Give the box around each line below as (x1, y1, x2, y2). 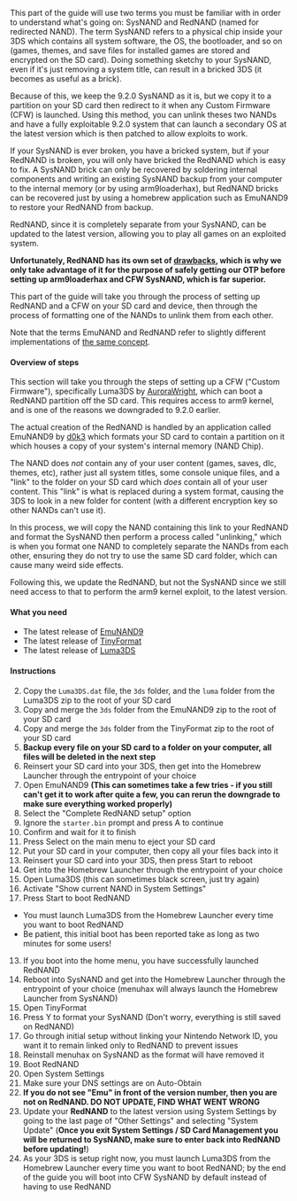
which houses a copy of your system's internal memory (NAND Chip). (10, 441, 264, 451)
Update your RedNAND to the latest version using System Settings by (22, 1105, 278, 1116)
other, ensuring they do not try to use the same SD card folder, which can (10, 550, 278, 561)
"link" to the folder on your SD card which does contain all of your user (10, 477, 268, 487)
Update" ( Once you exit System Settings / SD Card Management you (22, 1125, 279, 1135)
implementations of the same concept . (10, 337, 151, 347)
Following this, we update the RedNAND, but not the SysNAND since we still (10, 577, 286, 588)
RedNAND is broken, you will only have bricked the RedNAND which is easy (10, 155, 286, 165)
